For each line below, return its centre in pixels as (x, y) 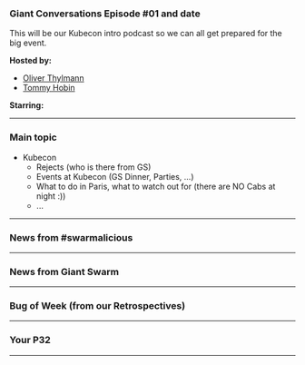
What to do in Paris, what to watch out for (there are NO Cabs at (156, 186)
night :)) (51, 196)
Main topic (33, 137)
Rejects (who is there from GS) (93, 167)
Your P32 (30, 340)
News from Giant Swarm (64, 271)
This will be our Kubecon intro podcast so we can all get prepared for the (146, 34)
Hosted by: (31, 61)
